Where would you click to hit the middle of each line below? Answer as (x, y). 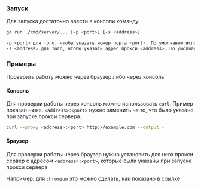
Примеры (21, 64)
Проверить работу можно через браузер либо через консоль (85, 77)
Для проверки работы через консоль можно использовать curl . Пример (100, 104)
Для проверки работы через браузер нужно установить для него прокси (100, 154)
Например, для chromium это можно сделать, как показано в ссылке (93, 178)
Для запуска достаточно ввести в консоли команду (72, 21)
